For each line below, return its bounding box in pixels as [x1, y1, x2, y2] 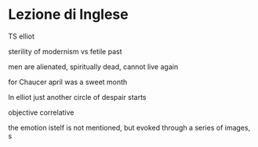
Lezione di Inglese [8, 6, 129, 24]
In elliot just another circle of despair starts [8, 92, 147, 101]
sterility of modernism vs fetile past [8, 46, 123, 56]
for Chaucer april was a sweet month [8, 77, 128, 86]
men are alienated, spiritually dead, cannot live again [8, 61, 179, 72]
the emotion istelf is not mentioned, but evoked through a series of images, [8, 123, 251, 132]
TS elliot [8, 31, 35, 41]
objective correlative [8, 108, 74, 117]
